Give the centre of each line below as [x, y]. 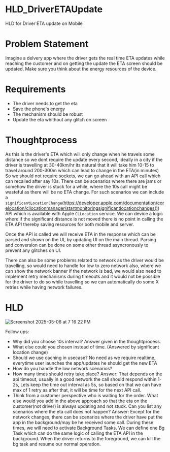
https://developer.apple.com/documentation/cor [114, 203]
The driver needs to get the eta [45, 103]
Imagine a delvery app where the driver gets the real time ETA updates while [85, 58]
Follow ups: [17, 332]
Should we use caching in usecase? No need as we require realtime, [84, 358]
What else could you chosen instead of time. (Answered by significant [86, 347]
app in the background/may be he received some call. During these [83, 422]
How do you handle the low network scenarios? [62, 368]
